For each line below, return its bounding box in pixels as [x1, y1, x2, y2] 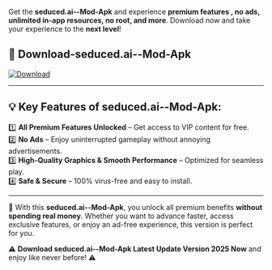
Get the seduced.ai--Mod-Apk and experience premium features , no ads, [8, 7, 261, 16]
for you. [8, 228, 35, 238]
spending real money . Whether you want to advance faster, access [8, 211, 234, 221]
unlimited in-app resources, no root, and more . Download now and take [8, 15, 251, 25]
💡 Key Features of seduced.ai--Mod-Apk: [8, 101, 222, 114]
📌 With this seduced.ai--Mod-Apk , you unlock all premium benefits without [8, 202, 263, 212]
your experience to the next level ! [8, 24, 121, 33]
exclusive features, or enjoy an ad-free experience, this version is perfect [8, 219, 253, 229]
